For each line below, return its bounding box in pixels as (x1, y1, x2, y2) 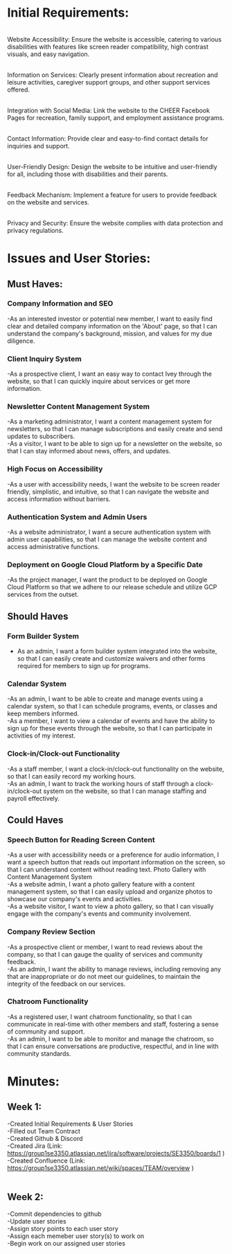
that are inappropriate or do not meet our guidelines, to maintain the (7, 972, 201, 980)
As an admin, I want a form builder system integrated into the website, (17, 647, 217, 655)
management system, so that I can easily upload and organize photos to (7, 887, 213, 896)
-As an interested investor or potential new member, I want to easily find (7, 314, 213, 323)
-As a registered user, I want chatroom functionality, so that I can (7, 1012, 193, 1020)
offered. (7, 85, 30, 94)
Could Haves (7, 814, 64, 826)
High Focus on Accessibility (7, 464, 103, 474)
